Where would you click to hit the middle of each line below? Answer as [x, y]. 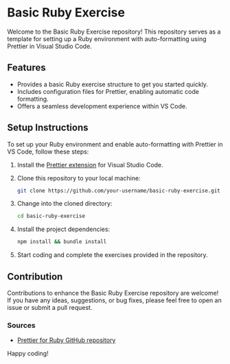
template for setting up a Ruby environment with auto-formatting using [107, 38]
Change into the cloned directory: [65, 204]
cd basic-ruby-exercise [51, 216]
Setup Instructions [48, 128]
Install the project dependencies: [64, 229]
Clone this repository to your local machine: [79, 178]
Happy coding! [28, 354]
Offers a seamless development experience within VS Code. [102, 106]
